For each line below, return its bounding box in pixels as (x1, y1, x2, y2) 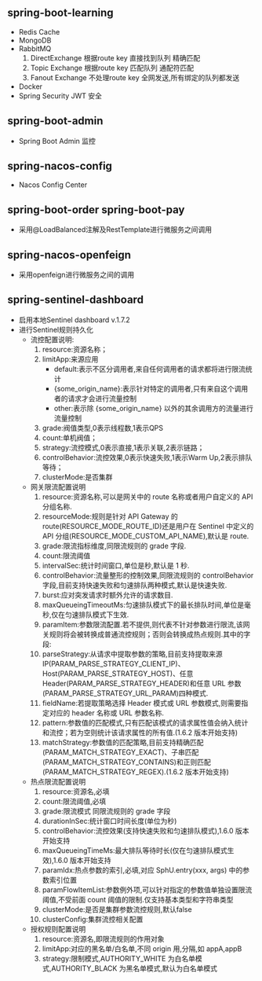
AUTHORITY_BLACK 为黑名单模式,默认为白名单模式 (51, 963, 217, 973)
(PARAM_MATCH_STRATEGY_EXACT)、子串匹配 (42, 747, 199, 757)
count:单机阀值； (42, 432, 97, 443)
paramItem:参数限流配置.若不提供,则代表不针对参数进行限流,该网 (42, 619, 250, 629)
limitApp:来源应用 (42, 354, 99, 364)
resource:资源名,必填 (42, 786, 110, 796)
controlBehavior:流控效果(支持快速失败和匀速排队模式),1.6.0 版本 (42, 825, 249, 836)
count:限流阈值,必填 (42, 796, 107, 806)
